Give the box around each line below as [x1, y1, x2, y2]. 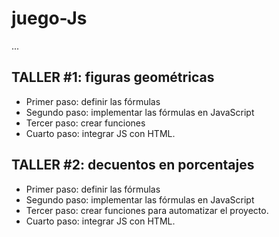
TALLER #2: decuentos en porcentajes [11, 157, 255, 174]
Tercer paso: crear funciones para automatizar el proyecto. [25, 204, 269, 216]
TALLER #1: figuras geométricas [11, 69, 215, 86]
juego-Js [11, 7, 88, 30]
